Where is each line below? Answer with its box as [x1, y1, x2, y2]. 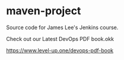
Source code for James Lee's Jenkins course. [6, 24, 119, 31]
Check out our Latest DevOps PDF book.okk [6, 35, 115, 42]
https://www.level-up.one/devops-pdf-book [6, 46, 114, 54]
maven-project [6, 4, 81, 18]
